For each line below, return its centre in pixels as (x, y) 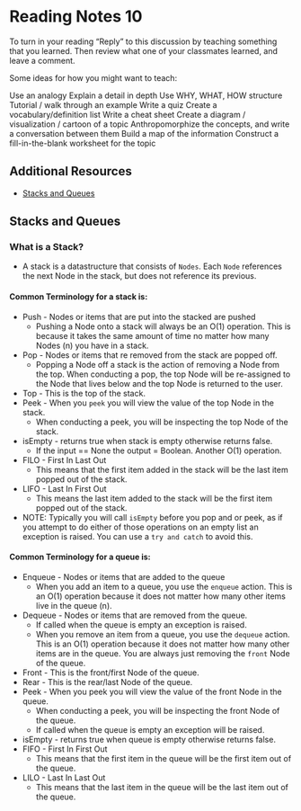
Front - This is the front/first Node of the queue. (111, 673)
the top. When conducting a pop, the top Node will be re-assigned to (163, 374)
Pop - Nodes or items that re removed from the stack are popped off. (150, 355)
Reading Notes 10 (76, 17)
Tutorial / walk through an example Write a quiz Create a (113, 104)
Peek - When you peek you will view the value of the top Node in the (148, 403)
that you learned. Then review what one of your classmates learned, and (144, 50)
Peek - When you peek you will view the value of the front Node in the (152, 691)
